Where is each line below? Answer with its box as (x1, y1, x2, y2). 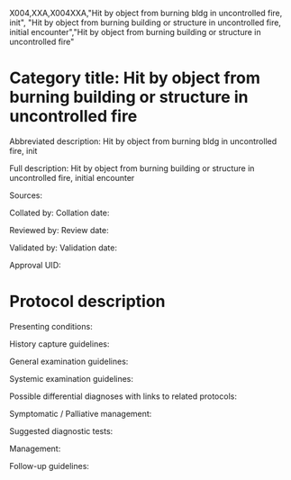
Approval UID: (9, 259, 61, 270)
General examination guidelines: (9, 356, 129, 367)
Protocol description (9, 292, 166, 312)
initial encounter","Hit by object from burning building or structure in (9, 27, 261, 37)
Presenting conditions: (9, 321, 93, 331)
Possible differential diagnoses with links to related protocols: (9, 391, 237, 402)
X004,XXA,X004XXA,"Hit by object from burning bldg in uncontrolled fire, (9, 8, 283, 18)
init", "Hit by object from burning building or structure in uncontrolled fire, (9, 17, 282, 28)
